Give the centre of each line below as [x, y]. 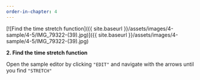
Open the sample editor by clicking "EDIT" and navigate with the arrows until [100, 64]
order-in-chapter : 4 [32, 12]
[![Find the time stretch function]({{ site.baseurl [64, 28]
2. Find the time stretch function [47, 52]
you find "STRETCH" [29, 70]
